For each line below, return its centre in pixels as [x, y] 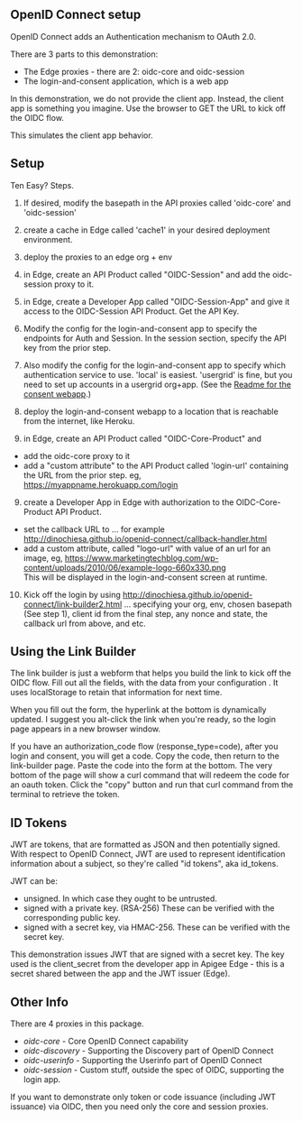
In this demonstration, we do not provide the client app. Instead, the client [147, 98]
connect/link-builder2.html [73, 604]
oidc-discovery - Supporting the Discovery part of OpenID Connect [148, 1051]
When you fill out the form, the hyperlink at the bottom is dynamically [138, 710]
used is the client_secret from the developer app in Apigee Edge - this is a [147, 964]
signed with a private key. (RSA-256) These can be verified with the [149, 908]
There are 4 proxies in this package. [77, 1024]
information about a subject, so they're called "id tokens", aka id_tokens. [144, 864]
